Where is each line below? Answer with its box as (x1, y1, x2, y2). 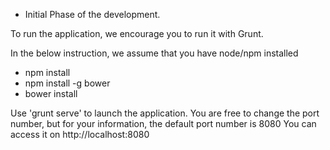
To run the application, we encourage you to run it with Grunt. (10, 28, 264, 39)
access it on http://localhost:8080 (10, 129, 150, 140)
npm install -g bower (24, 77, 111, 89)
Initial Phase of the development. (24, 9, 161, 20)
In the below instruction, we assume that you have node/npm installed (10, 47, 299, 59)
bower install (24, 88, 78, 99)
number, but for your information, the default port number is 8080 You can (10, 118, 317, 129)
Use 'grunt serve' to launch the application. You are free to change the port (10, 107, 320, 119)
